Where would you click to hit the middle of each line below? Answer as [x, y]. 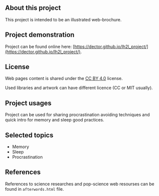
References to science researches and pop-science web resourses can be [80, 184]
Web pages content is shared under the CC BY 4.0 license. [64, 78]
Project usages [28, 103]
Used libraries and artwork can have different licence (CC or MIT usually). [79, 88]
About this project [33, 8]
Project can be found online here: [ [40, 46]
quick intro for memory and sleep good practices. [55, 120]
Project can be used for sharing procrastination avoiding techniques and [77, 115]
